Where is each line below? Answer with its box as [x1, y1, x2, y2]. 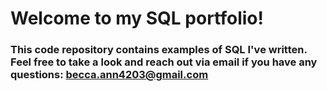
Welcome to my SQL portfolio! [10, 7, 264, 30]
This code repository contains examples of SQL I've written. [10, 43, 308, 57]
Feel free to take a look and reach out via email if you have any [10, 55, 318, 69]
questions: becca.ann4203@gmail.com [10, 68, 209, 82]
